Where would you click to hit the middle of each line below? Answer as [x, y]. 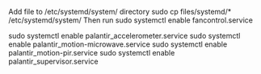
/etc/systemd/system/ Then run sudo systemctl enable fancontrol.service [130, 20]
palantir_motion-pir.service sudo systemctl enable [92, 53]
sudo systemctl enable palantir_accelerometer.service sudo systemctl [124, 36]
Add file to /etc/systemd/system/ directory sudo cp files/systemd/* [120, 12]
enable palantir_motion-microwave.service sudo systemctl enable [118, 44]
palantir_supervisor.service [53, 61]
